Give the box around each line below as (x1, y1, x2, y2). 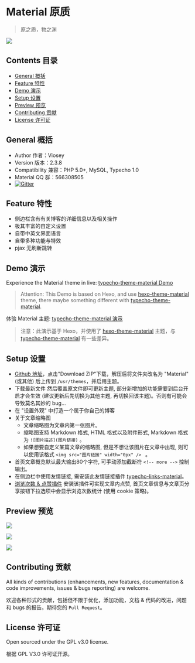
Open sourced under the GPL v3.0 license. (6, 638, 109, 645)
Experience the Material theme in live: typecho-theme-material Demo (6, 279, 173, 286)
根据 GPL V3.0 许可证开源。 (6, 651, 73, 658)
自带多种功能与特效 (14, 237, 61, 244)
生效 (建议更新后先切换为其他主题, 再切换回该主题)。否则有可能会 (30, 392, 187, 399)
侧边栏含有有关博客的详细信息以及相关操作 (14, 215, 118, 223)
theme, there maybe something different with (20, 297, 130, 304)
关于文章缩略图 (14, 414, 51, 421)
